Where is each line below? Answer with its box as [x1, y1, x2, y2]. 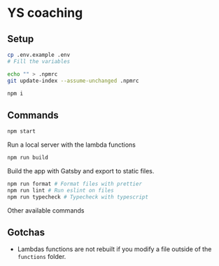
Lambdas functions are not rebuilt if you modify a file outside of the [17, 245, 212, 253]
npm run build [7, 154, 49, 161]
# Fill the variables [7, 58, 71, 65]
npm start [7, 128, 36, 135]
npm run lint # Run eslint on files [7, 187, 114, 194]
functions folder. [17, 253, 66, 261]
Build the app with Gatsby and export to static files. [7, 166, 155, 175]
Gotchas [7, 226, 45, 238]
